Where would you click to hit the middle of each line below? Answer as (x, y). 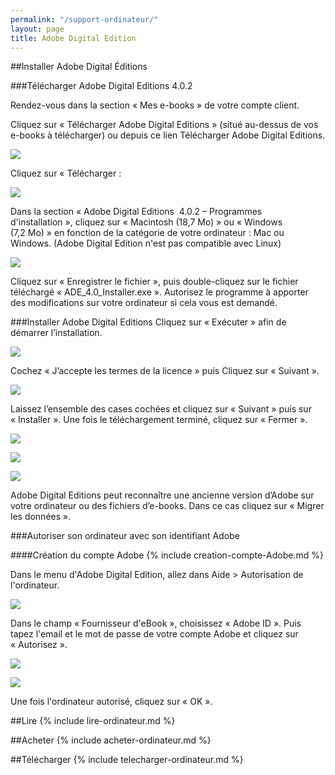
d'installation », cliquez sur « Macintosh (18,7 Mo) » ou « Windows (146, 222)
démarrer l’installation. (56, 333)
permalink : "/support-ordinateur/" (84, 19)
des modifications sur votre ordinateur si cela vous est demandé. (144, 303)
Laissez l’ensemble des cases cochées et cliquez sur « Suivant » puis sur (161, 409)
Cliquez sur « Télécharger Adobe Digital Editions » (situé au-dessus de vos (164, 125)
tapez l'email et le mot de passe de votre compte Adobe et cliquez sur (154, 634)
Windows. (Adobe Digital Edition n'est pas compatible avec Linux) (146, 243)
